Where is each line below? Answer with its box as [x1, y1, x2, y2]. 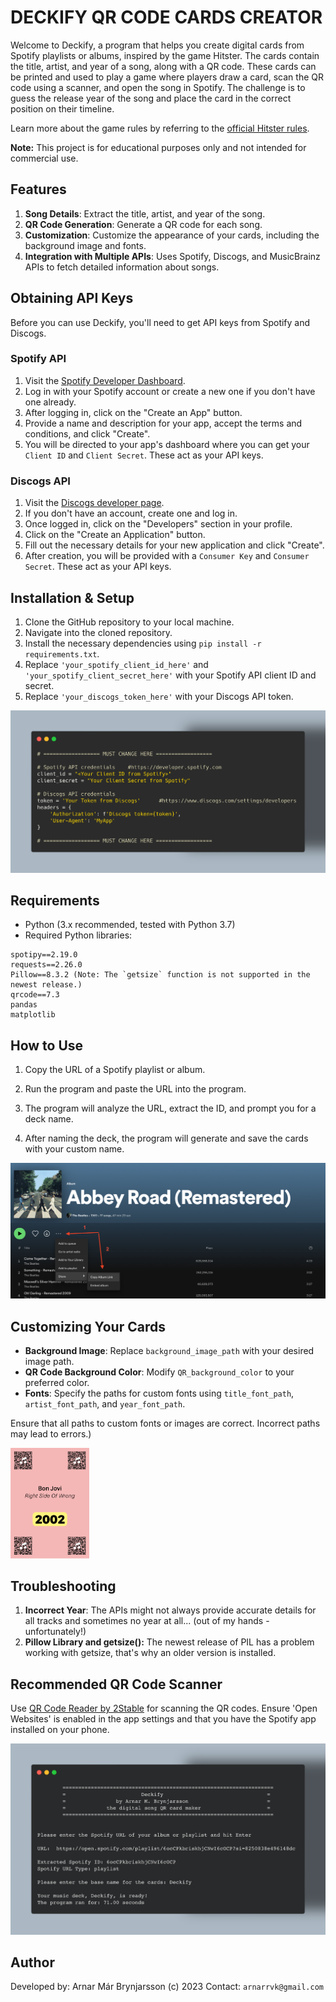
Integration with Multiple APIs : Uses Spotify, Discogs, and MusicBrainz [24, 250, 321, 262]
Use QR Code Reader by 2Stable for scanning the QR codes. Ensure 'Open [10, 1702, 318, 1715]
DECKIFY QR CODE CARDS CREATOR [10, 6, 323, 29]
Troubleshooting [10, 1577, 117, 1595]
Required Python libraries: [24, 929, 133, 941]
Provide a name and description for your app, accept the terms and [24, 417, 303, 429]
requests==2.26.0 [10, 960, 83, 970]
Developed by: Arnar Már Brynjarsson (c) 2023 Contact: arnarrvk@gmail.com [10, 1981, 324, 1993]
